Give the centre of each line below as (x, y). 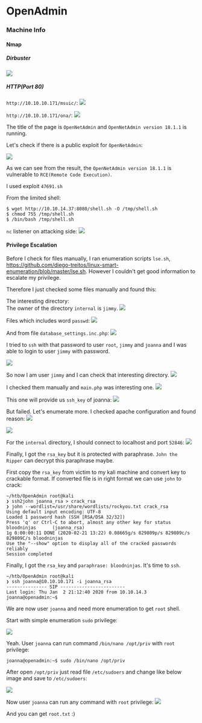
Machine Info (26, 30)
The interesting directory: (38, 301)
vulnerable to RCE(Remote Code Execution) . (59, 174)
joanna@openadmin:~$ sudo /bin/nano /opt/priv (66, 661)
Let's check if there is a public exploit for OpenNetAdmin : (74, 145)
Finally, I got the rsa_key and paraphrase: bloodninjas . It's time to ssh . (93, 565)
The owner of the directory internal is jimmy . (62, 308)
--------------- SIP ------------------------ (66, 587)
